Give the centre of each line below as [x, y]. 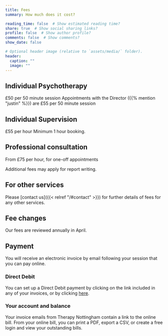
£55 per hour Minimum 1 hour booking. [45, 131]
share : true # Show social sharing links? [52, 28]
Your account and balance [38, 306]
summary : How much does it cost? [40, 15]
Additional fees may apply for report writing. [51, 169]
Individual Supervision [41, 119]
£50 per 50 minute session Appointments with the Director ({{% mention [80, 98]
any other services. [25, 203]
